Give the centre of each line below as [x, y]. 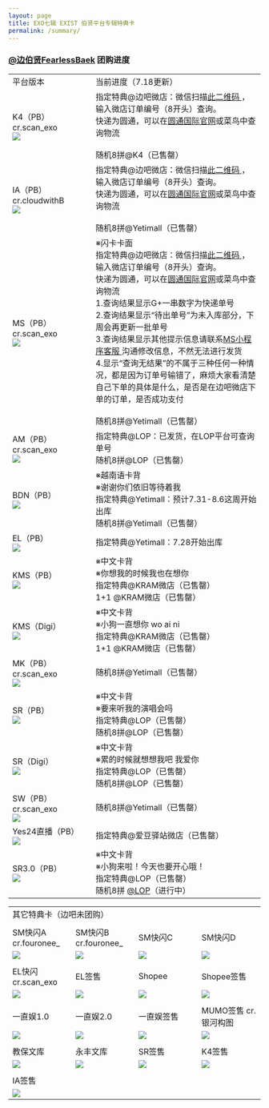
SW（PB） [32, 798]
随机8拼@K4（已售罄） [140, 155]
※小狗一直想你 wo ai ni [138, 624]
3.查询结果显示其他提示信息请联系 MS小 [170, 339]
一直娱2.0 [94, 1016]
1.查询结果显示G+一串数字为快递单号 [165, 303]
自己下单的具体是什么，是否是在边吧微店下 [176, 387]
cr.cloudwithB [38, 200]
